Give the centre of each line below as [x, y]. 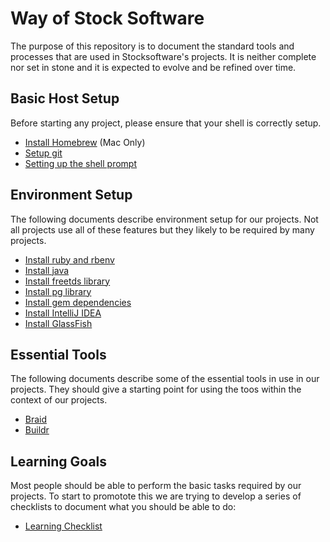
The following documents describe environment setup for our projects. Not [164, 219]
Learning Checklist [63, 526]
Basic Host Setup [65, 98]
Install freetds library [67, 281]
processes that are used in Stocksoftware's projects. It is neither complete [163, 56]
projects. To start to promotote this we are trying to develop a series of [156, 496]
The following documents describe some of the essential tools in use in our [165, 379]
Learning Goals [59, 461]
